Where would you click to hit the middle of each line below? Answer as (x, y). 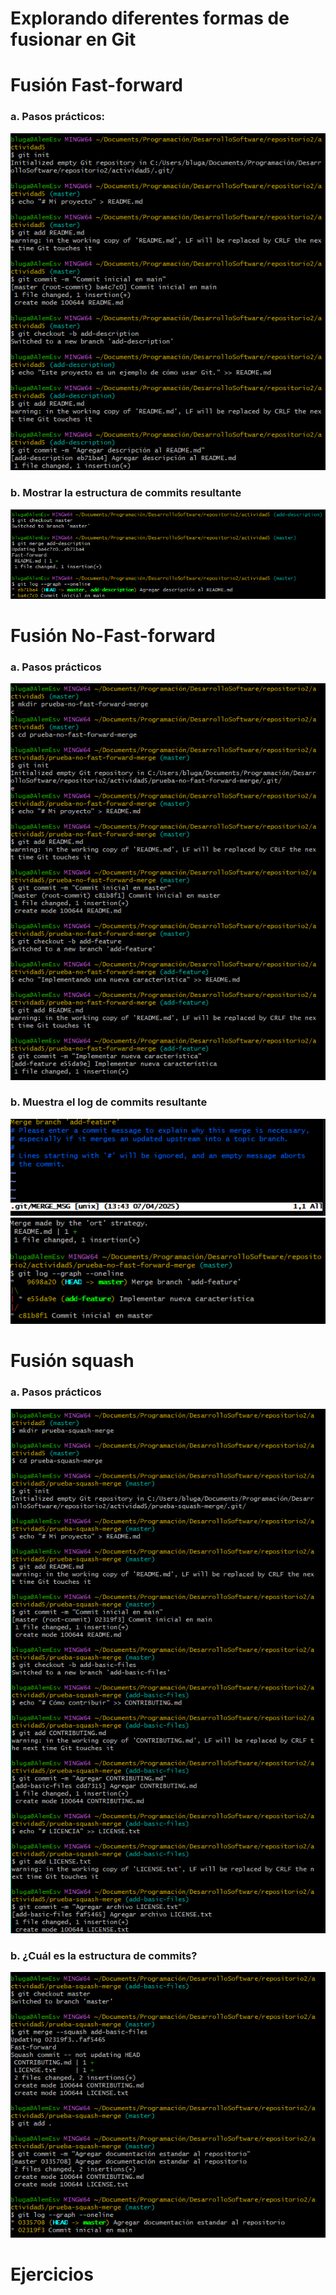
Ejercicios (52, 2274)
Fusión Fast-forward (96, 85)
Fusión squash (72, 1361)
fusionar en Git (73, 39)
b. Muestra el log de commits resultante (109, 1102)
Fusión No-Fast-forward (113, 636)
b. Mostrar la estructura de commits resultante (126, 493)
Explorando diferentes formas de (150, 18)
